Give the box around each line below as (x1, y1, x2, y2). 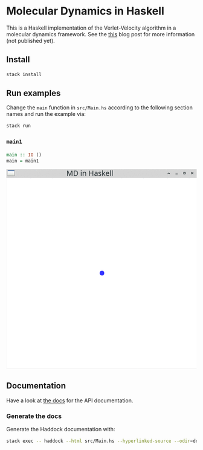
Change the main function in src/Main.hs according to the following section (6, 104, 193, 111)
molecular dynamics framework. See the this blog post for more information (6, 30, 195, 37)
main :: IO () (6, 152, 42, 158)
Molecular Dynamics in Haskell (6, 4, 164, 18)
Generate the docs (6, 412, 62, 420)
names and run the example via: (6, 111, 86, 118)
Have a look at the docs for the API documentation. (6, 397, 134, 404)
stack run (6, 123, 31, 129)
